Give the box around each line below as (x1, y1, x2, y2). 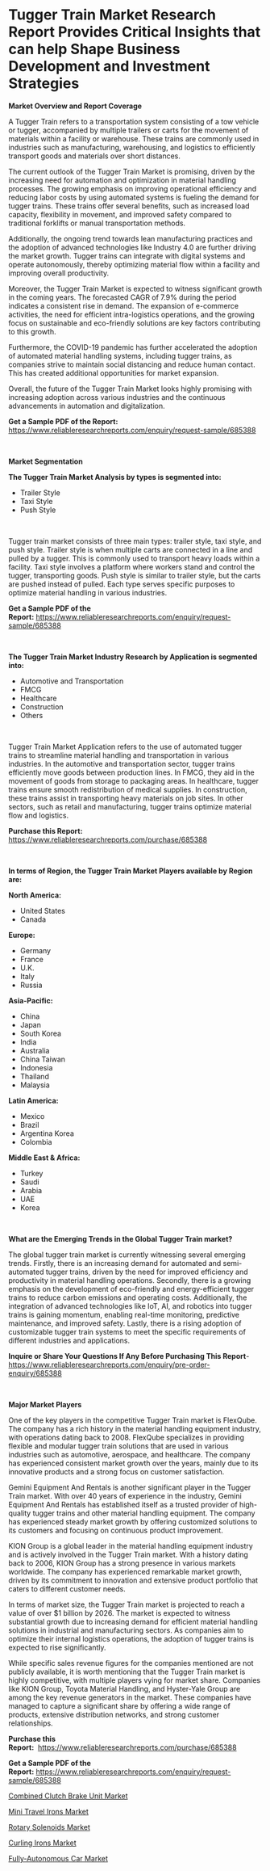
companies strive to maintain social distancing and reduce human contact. (8, 359, 255, 369)
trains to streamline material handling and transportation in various (8, 750, 230, 760)
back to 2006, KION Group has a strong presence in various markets (8, 1558, 236, 1568)
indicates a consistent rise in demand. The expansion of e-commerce (8, 301, 239, 310)
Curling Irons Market (8, 1838, 77, 1848)
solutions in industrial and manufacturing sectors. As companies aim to (8, 1625, 244, 1635)
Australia (19, 1045, 50, 1055)
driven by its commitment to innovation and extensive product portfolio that (8, 1575, 259, 1585)
